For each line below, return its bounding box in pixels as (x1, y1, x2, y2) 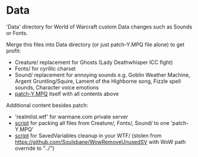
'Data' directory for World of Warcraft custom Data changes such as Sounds (6, 23, 193, 30)
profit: (6, 47, 21, 54)
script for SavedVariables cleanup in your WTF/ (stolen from (14, 132, 162, 139)
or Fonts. (6, 29, 28, 36)
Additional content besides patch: (6, 101, 88, 108)
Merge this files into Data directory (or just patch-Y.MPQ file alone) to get (6, 41, 185, 48)
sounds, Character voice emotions (14, 84, 99, 91)
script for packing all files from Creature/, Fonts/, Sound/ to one (14, 119, 170, 126)
